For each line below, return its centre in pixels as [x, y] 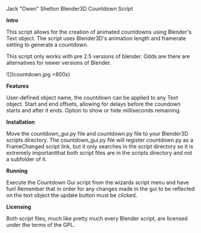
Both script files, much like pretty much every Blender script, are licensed [97, 218]
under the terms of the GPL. [40, 225]
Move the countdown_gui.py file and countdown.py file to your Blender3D [97, 134]
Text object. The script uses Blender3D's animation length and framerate [96, 38]
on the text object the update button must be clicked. [72, 195]
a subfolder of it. [27, 159]
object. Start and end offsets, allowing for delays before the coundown [94, 104]
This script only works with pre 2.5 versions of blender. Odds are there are [98, 56]
